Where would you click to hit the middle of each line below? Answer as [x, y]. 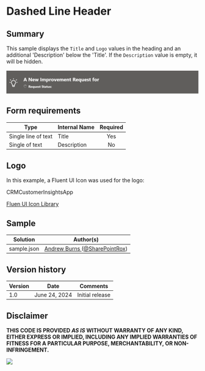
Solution [24, 240]
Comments [94, 286]
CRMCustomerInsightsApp [40, 192]
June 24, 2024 [53, 295]
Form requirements [44, 111]
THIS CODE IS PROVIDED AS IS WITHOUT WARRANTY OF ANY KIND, [95, 331]
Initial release [94, 295]
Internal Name [76, 127]
